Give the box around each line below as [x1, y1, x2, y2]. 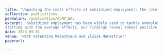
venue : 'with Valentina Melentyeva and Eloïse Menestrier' [5, 34, 127, 39]
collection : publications [5, 12, 57, 16]
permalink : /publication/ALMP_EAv [5, 16, 75, 21]
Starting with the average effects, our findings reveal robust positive [5, 25, 158, 30]
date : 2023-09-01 [5, 29, 40, 34]
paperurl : [5, 39, 25, 43]
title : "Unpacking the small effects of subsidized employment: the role [5, 7, 158, 12]
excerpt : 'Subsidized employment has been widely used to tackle [5, 20, 140, 26]
